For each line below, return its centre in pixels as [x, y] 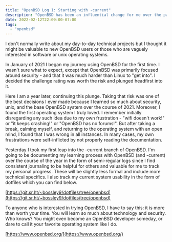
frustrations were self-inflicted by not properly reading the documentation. [84, 140]
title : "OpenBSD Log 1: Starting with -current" [58, 10]
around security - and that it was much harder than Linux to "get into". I [80, 75]
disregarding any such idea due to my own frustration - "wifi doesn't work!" [85, 118]
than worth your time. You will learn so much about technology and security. [86, 213]
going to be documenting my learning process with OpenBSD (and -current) [85, 155]
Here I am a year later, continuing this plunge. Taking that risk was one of [82, 96]
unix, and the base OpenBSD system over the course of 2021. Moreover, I [83, 107]
